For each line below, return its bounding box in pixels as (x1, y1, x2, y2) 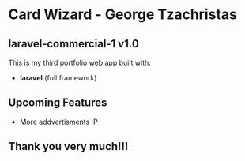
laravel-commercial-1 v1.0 (8, 37, 140, 51)
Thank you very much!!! (8, 140, 129, 153)
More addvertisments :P (19, 117, 99, 126)
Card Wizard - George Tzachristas (8, 6, 237, 24)
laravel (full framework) (19, 73, 97, 82)
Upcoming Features (8, 96, 107, 110)
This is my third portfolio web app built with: (8, 58, 152, 67)
